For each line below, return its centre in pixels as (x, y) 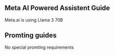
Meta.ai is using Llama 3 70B (34, 20)
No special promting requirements (39, 47)
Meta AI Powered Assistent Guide (57, 8)
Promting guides (31, 36)
